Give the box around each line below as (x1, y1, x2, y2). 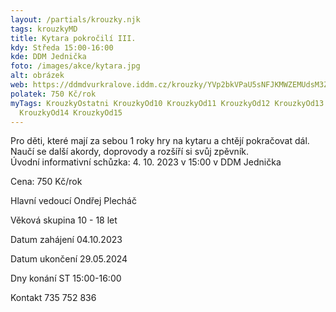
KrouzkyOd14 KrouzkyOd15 (19, 107, 123, 118)
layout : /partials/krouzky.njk (10, 14, 141, 25)
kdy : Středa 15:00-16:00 (10, 42, 114, 53)
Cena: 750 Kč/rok (10, 176, 83, 188)
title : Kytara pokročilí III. (10, 33, 137, 43)
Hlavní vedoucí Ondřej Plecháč (10, 195, 137, 207)
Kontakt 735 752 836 (10, 292, 97, 304)
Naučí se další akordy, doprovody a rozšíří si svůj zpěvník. (10, 146, 250, 158)
